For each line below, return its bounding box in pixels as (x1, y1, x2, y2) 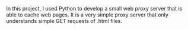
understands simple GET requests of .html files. (6, 18, 123, 24)
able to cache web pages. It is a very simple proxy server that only (6, 11, 169, 18)
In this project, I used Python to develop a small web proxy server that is (6, 5, 183, 12)
